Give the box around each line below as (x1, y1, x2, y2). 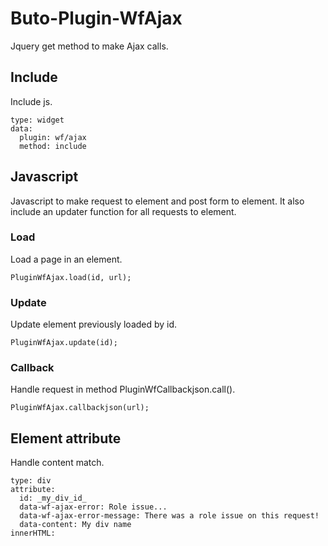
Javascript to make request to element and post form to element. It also (10, 195, 305, 207)
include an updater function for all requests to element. (10, 205, 237, 217)
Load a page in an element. (10, 253, 123, 265)
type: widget (10, 115, 65, 125)
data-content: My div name (19, 520, 132, 530)
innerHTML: (10, 528, 56, 539)
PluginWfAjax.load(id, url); (10, 272, 132, 282)
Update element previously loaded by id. (10, 318, 178, 331)
